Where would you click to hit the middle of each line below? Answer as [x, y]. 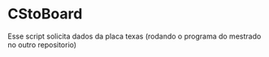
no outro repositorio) [42, 44]
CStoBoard [45, 14]
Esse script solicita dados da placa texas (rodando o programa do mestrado [134, 36]
